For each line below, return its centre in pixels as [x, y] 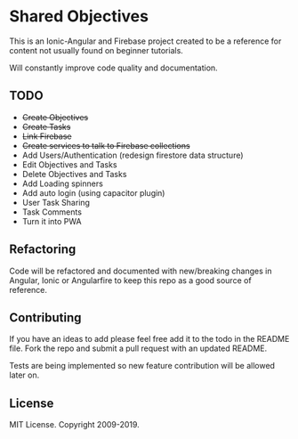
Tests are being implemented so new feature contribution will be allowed [142, 366]
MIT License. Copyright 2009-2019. [74, 425]
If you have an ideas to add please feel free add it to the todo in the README [149, 339]
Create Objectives [55, 117]
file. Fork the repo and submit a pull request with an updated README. [138, 348]
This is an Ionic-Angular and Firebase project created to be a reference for [145, 41]
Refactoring [43, 250]
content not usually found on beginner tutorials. [97, 50]
